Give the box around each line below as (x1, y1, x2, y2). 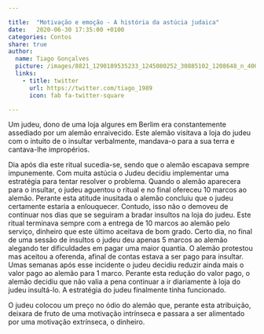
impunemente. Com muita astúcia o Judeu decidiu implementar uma (8, 168, 229, 178)
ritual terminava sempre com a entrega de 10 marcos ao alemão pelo (8, 218, 230, 228)
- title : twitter (22, 76, 79, 85)
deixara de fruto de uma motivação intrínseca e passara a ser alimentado (8, 309, 245, 318)
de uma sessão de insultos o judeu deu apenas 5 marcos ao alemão (8, 235, 228, 244)
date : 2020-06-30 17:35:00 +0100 (8, 25, 125, 34)
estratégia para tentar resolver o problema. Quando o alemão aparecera (8, 177, 241, 186)
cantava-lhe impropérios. (8, 145, 90, 154)
